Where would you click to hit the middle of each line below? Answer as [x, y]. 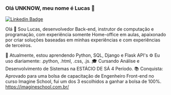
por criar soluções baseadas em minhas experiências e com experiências [83, 40]
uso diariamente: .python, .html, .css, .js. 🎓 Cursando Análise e [72, 61]
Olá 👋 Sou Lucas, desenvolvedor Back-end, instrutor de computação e [80, 29]
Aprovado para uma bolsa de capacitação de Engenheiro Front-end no [80, 76]
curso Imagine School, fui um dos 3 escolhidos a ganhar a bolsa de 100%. [83, 82]
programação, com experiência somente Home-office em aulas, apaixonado [86, 35]
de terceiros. [19, 45]
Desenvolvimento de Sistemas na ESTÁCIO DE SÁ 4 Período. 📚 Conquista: [84, 69]
